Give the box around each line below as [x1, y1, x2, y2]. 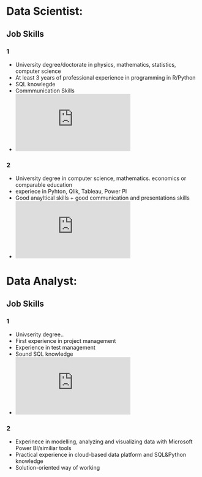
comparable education [15, 181, 72, 189]
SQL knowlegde [15, 80, 56, 88]
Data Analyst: [6, 274, 78, 288]
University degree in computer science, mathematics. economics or [15, 175, 187, 182]
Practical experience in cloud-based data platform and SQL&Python [15, 451, 187, 459]
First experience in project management [15, 337, 116, 345]
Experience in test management [15, 344, 96, 351]
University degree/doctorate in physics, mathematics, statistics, [15, 61, 176, 68]
